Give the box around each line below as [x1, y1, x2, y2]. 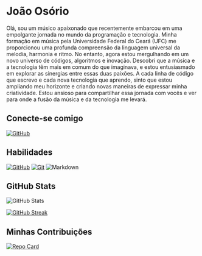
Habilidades [6, 148, 53, 158]
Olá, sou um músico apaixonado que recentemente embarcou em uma [6, 24, 183, 32]
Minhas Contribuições [6, 227, 92, 237]
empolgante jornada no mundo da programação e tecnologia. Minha [6, 30, 178, 38]
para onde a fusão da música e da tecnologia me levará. [6, 96, 147, 103]
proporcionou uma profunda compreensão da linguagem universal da [6, 44, 181, 51]
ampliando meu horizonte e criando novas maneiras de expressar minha [6, 82, 187, 90]
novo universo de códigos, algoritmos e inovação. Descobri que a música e [6, 57, 195, 64]
